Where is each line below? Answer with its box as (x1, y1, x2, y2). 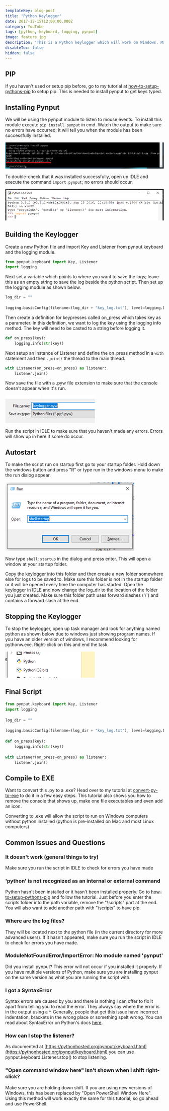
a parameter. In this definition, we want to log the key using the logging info (5, 320, 161, 326)
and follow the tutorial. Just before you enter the (51, 894, 152, 900)
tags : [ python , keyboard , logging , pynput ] (5, 29, 98, 35)
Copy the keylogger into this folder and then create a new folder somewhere (5, 571, 163, 577)
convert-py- (133, 787, 158, 793)
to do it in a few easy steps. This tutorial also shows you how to (20, 792, 151, 799)
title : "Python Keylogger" (5, 13, 62, 19)
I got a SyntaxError (5, 987, 52, 994)
